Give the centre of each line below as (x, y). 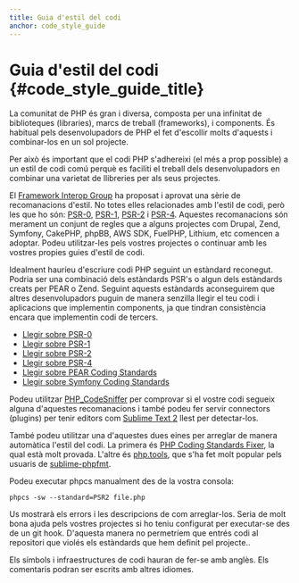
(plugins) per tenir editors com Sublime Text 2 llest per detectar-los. (134, 418)
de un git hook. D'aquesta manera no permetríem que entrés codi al (134, 533)
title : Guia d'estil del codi (66, 17)
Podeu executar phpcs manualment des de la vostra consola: (122, 481)
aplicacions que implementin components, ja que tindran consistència (137, 308)
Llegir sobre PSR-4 (57, 363)
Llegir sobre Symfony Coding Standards (96, 382)
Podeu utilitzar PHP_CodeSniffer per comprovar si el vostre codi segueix (142, 399)
